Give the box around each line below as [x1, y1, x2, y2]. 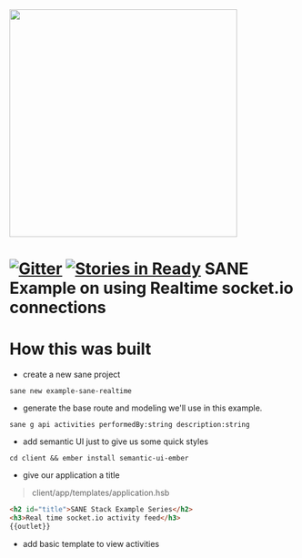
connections [9, 298, 106, 318]
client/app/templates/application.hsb [31, 487, 170, 499]
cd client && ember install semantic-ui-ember [9, 454, 189, 463]
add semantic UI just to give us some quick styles [22, 436, 209, 447]
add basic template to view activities [22, 538, 160, 549]
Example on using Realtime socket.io [9, 278, 294, 299]
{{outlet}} [9, 522, 51, 531]
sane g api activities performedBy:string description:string [9, 421, 250, 430]
